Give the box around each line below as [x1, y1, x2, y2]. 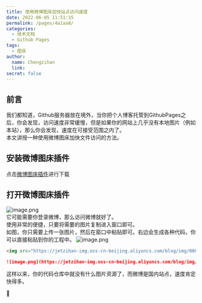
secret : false [6, 70, 42, 77]
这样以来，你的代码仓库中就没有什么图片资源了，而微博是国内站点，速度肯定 [6, 270, 196, 278]
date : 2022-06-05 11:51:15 [6, 14, 74, 20]
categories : [6, 25, 36, 32]
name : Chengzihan [11, 59, 55, 65]
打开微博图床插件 [6, 190, 70, 200]
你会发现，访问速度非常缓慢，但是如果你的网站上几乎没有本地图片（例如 [16, 119, 196, 127]
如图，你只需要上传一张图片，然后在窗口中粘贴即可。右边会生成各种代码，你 [6, 228, 196, 236]
